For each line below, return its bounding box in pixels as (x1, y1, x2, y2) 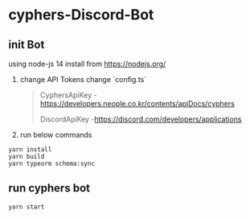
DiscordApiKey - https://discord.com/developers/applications (39, 114, 242, 124)
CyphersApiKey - (39, 90, 97, 100)
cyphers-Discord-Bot (8, 6, 154, 24)
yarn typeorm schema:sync (8, 159, 95, 167)
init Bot (8, 38, 45, 52)
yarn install (8, 146, 52, 154)
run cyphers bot (8, 181, 91, 195)
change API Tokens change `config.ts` (19, 75, 147, 84)
